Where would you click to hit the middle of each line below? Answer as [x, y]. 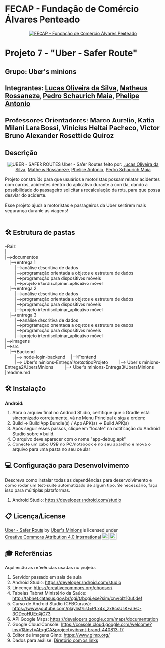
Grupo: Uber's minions [41, 71]
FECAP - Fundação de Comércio [72, 9]
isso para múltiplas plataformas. [38, 490]
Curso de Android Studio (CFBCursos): [52, 604]
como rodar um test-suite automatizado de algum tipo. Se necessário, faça [81, 485]
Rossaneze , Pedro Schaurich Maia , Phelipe [72, 96]
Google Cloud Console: [36, 625]
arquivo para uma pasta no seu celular [51, 449]
